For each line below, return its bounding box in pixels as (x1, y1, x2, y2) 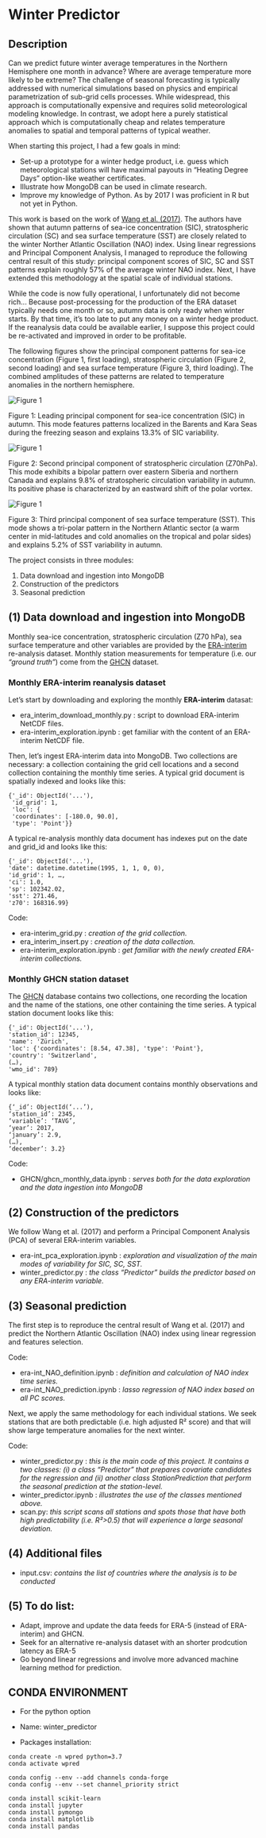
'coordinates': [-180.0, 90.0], (11, 813, 119, 821)
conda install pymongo (8, 1809, 83, 1817)
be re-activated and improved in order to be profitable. (8, 331, 187, 340)
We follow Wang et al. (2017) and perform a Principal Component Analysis (8, 1227, 250, 1236)
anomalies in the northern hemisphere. (8, 380, 135, 389)
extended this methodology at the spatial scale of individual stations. (8, 273, 233, 283)
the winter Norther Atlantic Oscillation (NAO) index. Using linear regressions (8, 240, 256, 249)
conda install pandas (8, 1822, 80, 1831)
